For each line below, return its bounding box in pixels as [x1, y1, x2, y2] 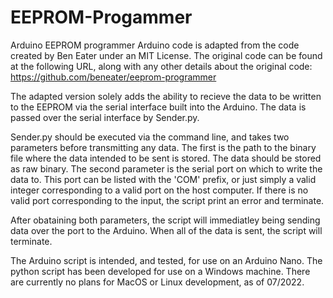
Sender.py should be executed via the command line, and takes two [10, 131, 290, 143]
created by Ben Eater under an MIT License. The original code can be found [10, 49, 323, 61]
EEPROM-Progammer [10, 6, 193, 29]
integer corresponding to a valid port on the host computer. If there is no [10, 184, 309, 196]
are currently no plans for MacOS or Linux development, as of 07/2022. [10, 276, 305, 288]
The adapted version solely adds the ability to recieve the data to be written [10, 90, 322, 102]
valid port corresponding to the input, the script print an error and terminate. [10, 194, 325, 206]
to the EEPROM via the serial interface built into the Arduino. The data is [10, 101, 307, 113]
